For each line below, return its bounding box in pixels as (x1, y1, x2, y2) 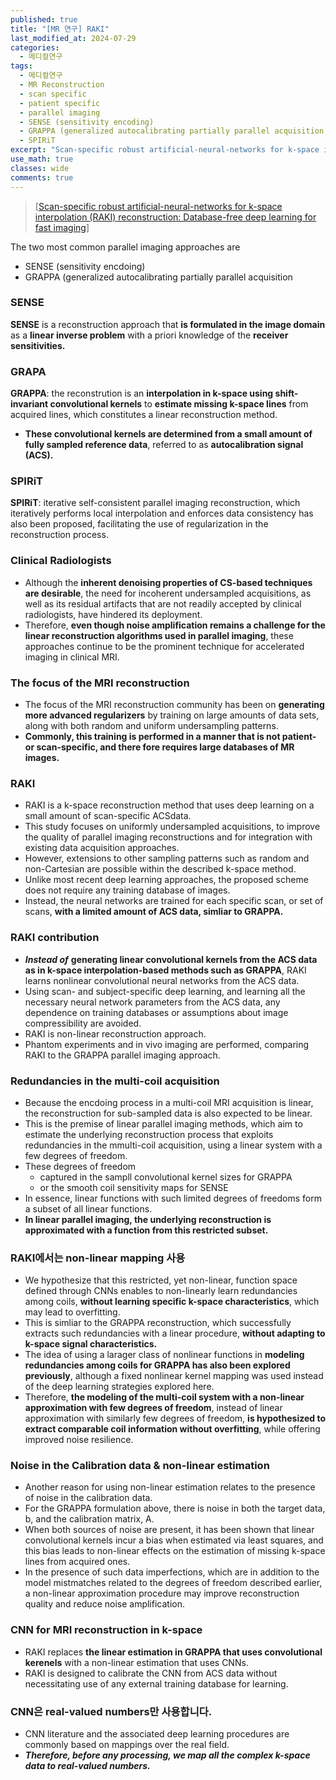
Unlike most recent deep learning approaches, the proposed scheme (24, 874, 309, 886)
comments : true (10, 172, 74, 183)
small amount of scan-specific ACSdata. (24, 810, 192, 822)
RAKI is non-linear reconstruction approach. (24, 1027, 207, 1040)
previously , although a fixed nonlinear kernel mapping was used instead (24, 1370, 324, 1382)
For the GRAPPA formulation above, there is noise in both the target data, (24, 1502, 326, 1515)
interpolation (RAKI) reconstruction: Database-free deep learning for (34, 211, 317, 223)
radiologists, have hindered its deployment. (24, 608, 203, 620)
